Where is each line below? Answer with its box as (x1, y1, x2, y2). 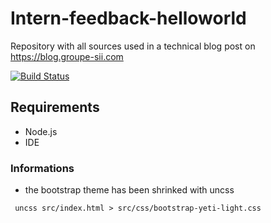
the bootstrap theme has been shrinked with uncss (24, 184, 235, 196)
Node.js (24, 125, 58, 137)
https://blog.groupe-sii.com (10, 50, 124, 62)
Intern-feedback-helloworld (10, 7, 247, 30)
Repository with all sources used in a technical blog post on (10, 40, 256, 52)
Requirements (10, 99, 100, 116)
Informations (10, 161, 75, 175)
